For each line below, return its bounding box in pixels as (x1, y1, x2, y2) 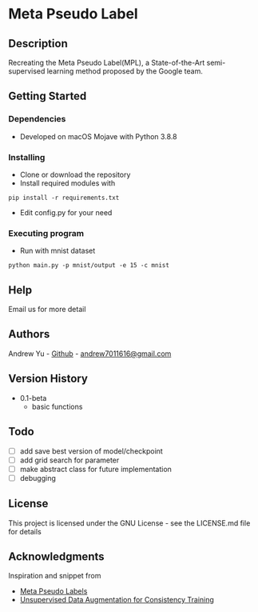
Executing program (8, 227, 85, 238)
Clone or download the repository (19, 170, 131, 179)
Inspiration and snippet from (8, 571, 101, 581)
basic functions (31, 402, 83, 411)
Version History (8, 372, 88, 386)
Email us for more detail (8, 305, 86, 314)
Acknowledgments (8, 550, 105, 563)
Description (8, 37, 68, 50)
